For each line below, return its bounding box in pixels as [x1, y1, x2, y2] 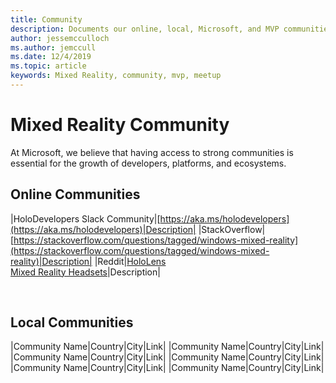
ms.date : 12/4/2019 [10, 52, 92, 62]
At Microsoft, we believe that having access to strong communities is [10, 146, 294, 158]
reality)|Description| [10, 255, 93, 267]
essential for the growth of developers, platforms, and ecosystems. [10, 157, 287, 169]
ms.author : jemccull [10, 42, 97, 53]
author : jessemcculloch [10, 33, 110, 43]
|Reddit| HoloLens [94, 255, 167, 267]
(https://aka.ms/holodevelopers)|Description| [10, 223, 197, 235]
